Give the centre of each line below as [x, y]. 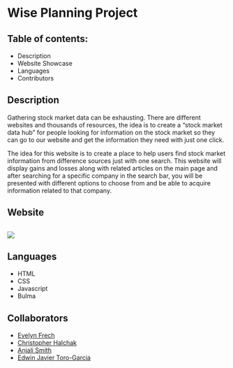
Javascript [32, 289]
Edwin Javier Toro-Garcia [54, 358]
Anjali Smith [35, 351]
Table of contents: [48, 39]
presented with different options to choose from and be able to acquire [109, 183]
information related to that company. [60, 190]
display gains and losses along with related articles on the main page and [113, 168]
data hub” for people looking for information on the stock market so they [111, 132]
